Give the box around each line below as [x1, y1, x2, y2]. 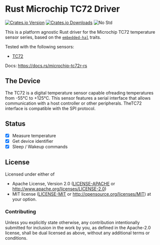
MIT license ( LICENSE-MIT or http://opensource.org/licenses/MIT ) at [12, 191, 151, 197]
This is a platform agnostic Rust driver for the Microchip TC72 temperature [5, 29, 156, 35]
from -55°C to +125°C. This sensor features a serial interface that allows [5, 95, 151, 101]
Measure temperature [12, 133, 56, 138]
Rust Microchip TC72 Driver [5, 3, 120, 15]
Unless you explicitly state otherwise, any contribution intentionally [5, 219, 140, 225]
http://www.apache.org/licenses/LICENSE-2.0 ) [12, 186, 107, 192]
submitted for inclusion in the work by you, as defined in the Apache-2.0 [5, 224, 151, 230]
